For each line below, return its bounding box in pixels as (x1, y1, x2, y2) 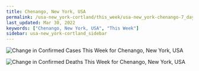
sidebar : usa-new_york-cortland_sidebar (6, 31, 108, 37)
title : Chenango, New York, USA (6, 8, 86, 15)
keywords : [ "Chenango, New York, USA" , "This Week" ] (6, 25, 139, 31)
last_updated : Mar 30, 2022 (6, 20, 76, 25)
